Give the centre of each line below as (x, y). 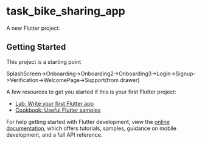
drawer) (130, 80)
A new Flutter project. (33, 28)
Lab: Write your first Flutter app (54, 103)
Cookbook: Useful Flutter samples (58, 110)
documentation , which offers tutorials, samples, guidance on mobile (91, 128)
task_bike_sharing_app (66, 11)
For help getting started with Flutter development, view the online (88, 122)
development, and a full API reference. (54, 134)
